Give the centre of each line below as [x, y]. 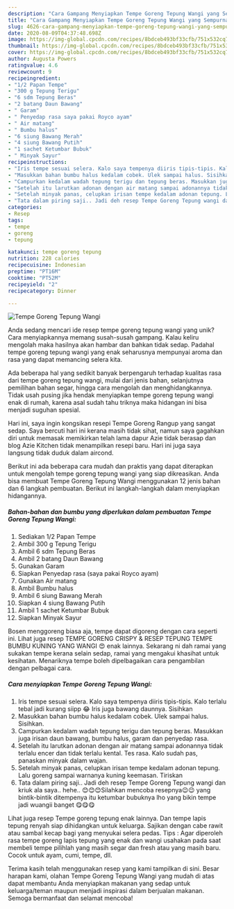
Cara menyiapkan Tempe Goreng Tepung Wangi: [80, 684]
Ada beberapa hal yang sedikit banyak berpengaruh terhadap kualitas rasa [115, 373]
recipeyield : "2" [33, 284]
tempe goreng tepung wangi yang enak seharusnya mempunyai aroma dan [115, 352]
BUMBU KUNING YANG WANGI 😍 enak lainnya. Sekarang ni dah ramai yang [117, 646]
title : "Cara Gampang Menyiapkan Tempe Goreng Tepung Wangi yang [104, 20]
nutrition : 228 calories [44, 259]
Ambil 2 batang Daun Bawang [60, 559]
